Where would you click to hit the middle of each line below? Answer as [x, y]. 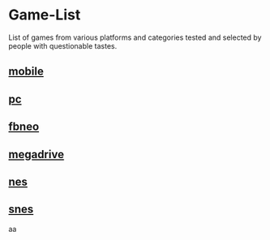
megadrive [36, 154]
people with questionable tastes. [63, 45]
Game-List [45, 15]
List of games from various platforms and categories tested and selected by [135, 37]
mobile [26, 72]
